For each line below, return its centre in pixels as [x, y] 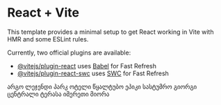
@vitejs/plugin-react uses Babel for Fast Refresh [87, 66]
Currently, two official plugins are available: [69, 52]
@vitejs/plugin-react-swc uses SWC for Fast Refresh [93, 73]
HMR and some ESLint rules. [48, 39]
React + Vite [43, 13]
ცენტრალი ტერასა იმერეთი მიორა [58, 94]
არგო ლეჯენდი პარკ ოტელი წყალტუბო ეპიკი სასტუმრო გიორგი [102, 86]
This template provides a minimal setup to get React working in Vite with [110, 32]
